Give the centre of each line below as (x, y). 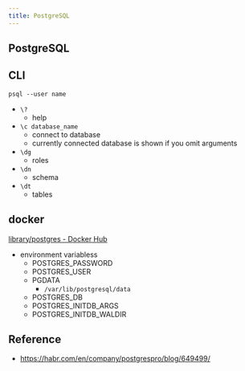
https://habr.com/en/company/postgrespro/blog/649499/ (115, 359)
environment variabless (59, 255)
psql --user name (37, 94)
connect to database (66, 134)
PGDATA (46, 280)
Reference (35, 339)
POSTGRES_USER (61, 271)
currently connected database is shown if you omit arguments (135, 143)
